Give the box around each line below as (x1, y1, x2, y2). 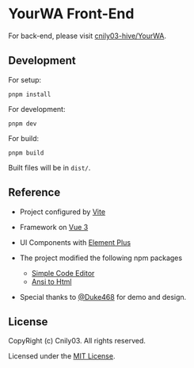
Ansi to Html (31, 277, 72, 286)
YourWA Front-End (8, 5, 135, 23)
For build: (8, 133, 40, 143)
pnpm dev (8, 120, 37, 128)
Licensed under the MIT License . (8, 351, 116, 361)
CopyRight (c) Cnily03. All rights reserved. (8, 336, 146, 346)
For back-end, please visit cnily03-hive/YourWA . (8, 31, 166, 40)
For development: (8, 104, 66, 113)
